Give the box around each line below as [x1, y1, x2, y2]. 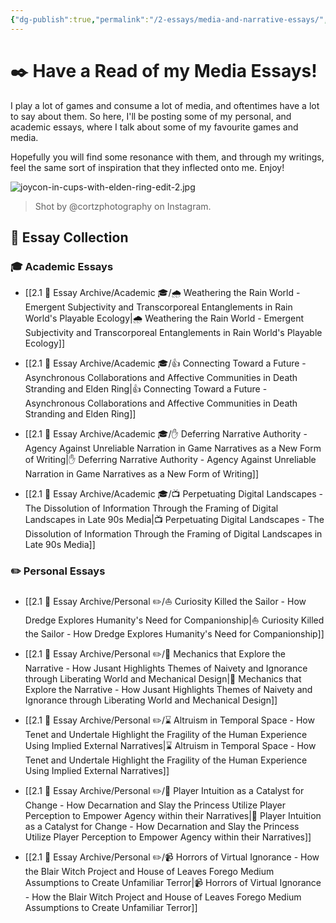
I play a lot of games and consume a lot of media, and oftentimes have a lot [10, 99, 320, 111]
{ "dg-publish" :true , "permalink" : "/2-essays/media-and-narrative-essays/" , [10, 14, 329, 25]
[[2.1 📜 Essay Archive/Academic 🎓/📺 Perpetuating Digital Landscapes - [24, 488, 323, 500]
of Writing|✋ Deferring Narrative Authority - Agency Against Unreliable [24, 454, 317, 466]
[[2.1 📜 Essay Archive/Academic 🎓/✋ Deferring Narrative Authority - [24, 428, 308, 440]
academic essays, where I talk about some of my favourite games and [10, 121, 299, 133]
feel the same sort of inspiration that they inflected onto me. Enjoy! [10, 161, 285, 173]
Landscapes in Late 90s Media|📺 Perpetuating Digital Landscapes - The [24, 514, 325, 526]
